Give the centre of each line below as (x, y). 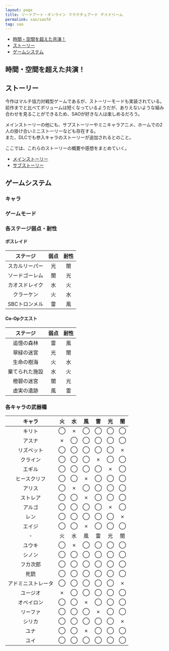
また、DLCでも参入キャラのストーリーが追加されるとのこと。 (70, 138)
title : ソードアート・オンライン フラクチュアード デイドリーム (64, 15)
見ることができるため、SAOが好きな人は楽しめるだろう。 (82, 114)
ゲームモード (21, 214)
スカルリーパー (26, 266)
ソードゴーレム (26, 276)
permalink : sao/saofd (28, 19)
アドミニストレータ (31, 584)
